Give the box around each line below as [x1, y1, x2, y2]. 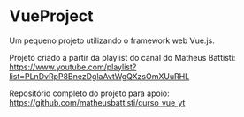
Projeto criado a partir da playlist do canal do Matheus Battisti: [9, 52, 236, 62]
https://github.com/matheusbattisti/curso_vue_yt [9, 97, 186, 107]
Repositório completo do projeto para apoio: [9, 88, 170, 99]
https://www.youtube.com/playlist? [9, 62, 137, 72]
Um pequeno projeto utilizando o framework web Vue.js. [9, 35, 215, 46]
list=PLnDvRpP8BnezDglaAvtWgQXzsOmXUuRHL [9, 70, 190, 81]
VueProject [9, 6, 95, 26]
